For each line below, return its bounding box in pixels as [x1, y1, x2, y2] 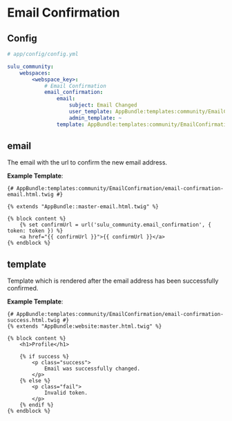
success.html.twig [7, 317, 60, 324]
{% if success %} [19, 353, 70, 360]
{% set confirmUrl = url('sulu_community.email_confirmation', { [19, 221, 212, 229]
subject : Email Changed [68, 102, 137, 109]
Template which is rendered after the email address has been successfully [7, 277, 219, 285]
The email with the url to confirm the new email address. [7, 158, 168, 167]
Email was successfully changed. [43, 365, 140, 373]
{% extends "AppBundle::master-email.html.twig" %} [7, 203, 159, 210]
